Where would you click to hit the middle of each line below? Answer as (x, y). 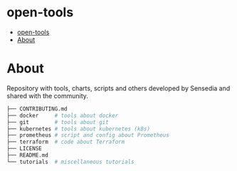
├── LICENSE (24, 149)
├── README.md (28, 155)
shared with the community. (47, 95)
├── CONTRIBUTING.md (37, 109)
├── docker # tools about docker (63, 115)
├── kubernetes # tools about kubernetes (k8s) (79, 129)
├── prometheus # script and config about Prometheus (88, 135)
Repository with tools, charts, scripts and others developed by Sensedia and (118, 88)
